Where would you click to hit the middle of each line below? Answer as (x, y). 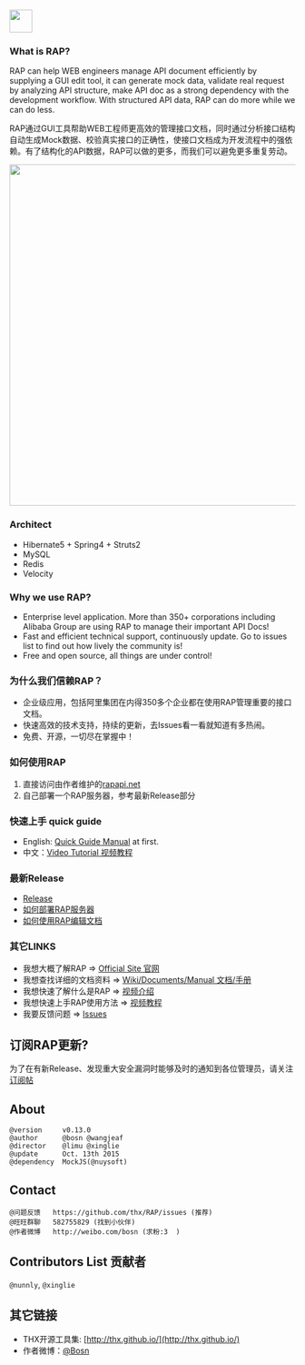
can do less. (32, 110)
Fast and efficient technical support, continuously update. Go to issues (155, 636)
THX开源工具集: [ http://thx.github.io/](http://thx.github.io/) (131, 1339)
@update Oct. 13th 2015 (64, 1154)
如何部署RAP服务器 (59, 909)
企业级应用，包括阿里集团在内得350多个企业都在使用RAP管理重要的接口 (157, 703)
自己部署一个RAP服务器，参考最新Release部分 (109, 795)
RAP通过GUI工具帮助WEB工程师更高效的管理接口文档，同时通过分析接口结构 (152, 128)
